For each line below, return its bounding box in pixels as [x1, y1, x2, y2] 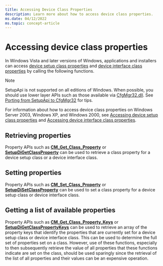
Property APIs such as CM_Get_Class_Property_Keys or [5, 219, 119, 225]
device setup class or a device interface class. [5, 154, 98, 160]
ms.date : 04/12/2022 [5, 16, 47, 21]
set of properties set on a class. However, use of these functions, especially [5, 240, 157, 246]
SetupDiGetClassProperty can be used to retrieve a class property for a [5, 150, 151, 155]
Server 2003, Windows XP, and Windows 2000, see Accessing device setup [5, 112, 158, 118]
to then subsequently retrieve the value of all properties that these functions [5, 245, 158, 251]
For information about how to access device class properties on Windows [5, 107, 153, 113]
